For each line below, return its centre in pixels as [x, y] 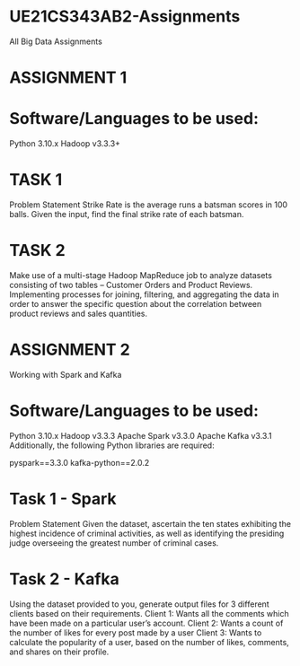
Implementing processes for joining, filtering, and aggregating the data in [145, 294]
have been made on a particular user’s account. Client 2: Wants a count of [146, 623]
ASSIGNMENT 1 [68, 78]
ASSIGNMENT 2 [70, 350]
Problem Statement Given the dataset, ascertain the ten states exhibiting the [150, 523]
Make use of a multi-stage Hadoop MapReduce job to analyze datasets [141, 275]
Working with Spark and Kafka [66, 374]
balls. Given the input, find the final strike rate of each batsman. [127, 214]
